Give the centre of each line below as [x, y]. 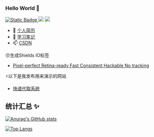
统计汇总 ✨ [22, 106]
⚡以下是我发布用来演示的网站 [36, 76]
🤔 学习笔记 [24, 37]
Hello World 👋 [22, 8]
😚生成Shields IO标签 [27, 55]
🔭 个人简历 [24, 31]
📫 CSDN [22, 43]
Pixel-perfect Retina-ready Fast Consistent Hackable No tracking [81, 65]
